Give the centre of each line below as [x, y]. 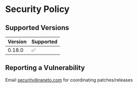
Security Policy [37, 9]
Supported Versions [37, 28]
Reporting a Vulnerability [45, 68]
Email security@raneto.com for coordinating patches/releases [69, 80]
